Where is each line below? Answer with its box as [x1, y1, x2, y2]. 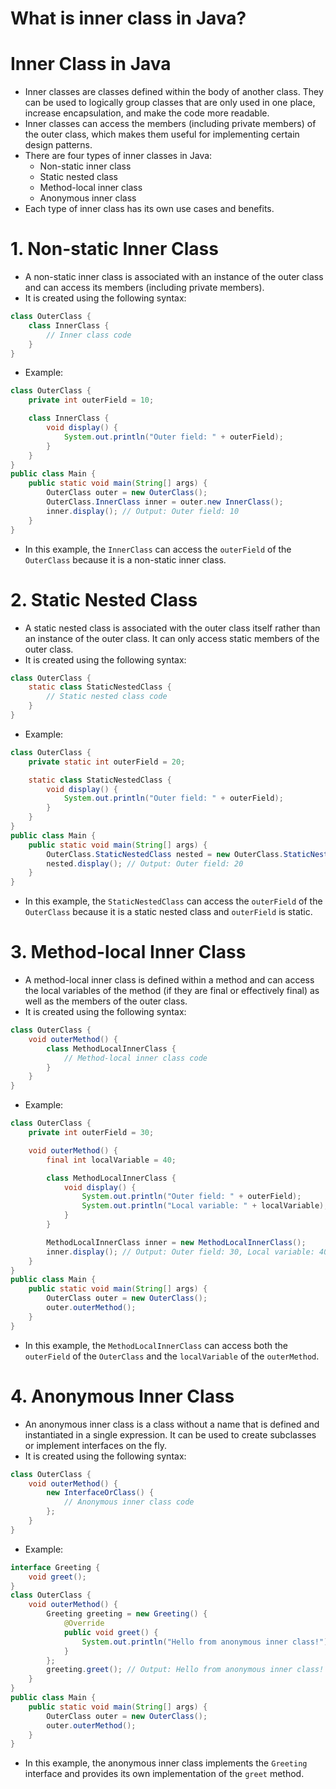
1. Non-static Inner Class [10, 238, 219, 261]
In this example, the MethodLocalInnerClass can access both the [24, 1339, 289, 1351]
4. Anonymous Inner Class [10, 1385, 235, 1407]
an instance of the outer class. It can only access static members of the [24, 632, 320, 644]
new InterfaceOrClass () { [46, 1488, 155, 1498]
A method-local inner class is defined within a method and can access [24, 974, 315, 986]
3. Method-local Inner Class [10, 941, 247, 964]
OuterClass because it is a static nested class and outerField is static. [24, 906, 313, 918]
